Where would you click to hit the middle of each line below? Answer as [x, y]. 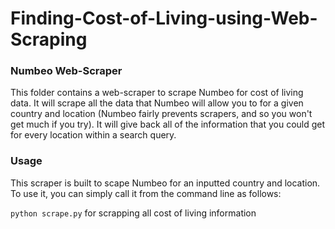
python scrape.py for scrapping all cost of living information [133, 213]
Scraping [49, 39]
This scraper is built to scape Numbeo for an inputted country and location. [165, 183]
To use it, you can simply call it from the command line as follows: [146, 193]
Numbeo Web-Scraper [66, 71]
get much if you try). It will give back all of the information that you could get [168, 124]
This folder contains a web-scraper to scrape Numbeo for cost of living [157, 93]
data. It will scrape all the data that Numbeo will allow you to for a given [157, 103]
